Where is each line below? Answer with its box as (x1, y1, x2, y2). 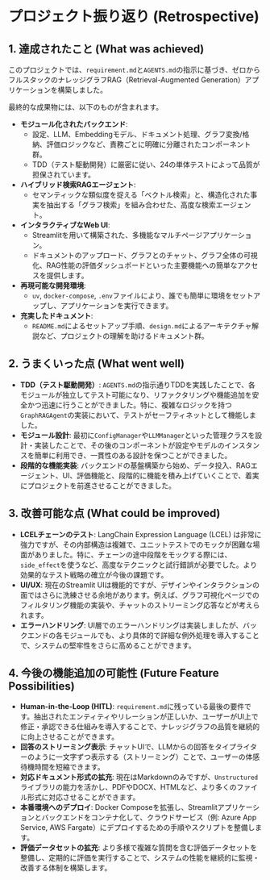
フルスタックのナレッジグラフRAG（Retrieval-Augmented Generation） (8, 75, 246, 85)
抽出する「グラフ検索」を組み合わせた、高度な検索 (46, 200, 216, 210)
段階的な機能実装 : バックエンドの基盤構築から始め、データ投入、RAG (19, 461, 251, 470)
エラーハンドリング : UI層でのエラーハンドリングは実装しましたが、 (19, 620, 243, 630)
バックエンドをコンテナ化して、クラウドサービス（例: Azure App (41, 812, 257, 823)
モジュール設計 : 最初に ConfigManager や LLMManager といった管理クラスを (19, 430, 255, 440)
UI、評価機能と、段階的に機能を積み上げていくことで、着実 (62, 470, 260, 480)
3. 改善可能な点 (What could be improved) (8, 507, 221, 520)
